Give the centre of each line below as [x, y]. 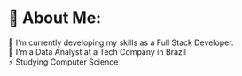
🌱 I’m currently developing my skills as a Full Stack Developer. [121, 42]
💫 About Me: [55, 18]
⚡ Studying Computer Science [63, 62]
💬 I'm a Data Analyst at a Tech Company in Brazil [98, 51]
